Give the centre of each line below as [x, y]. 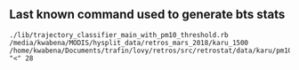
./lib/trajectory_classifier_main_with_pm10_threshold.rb [119, 35]
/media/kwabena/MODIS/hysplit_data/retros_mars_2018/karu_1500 [129, 43]
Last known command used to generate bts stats [147, 15]
